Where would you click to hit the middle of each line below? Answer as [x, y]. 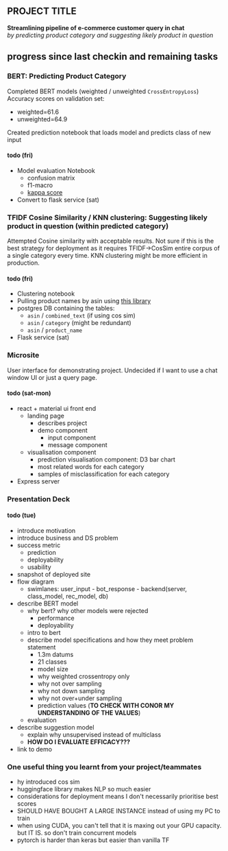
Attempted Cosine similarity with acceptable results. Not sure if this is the [111, 241]
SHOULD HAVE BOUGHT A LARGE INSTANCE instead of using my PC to [118, 811]
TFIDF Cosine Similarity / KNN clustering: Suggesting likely [107, 217]
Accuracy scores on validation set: [56, 98]
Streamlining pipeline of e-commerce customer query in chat [96, 27]
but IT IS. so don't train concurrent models [77, 833]
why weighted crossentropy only [84, 676]
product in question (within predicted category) [88, 226]
